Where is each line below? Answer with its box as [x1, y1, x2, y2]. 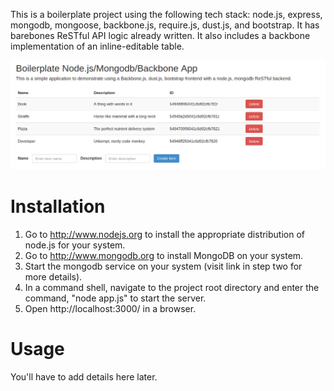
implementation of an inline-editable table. [10, 40, 185, 52]
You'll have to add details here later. [10, 370, 158, 383]
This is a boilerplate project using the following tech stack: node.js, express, [10, 9, 323, 20]
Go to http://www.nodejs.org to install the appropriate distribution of [24, 228, 306, 240]
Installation [10, 195, 106, 218]
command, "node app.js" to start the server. [24, 292, 207, 304]
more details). [24, 270, 83, 283]
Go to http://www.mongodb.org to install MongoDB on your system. [24, 249, 304, 261]
